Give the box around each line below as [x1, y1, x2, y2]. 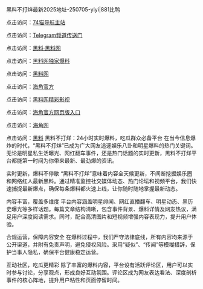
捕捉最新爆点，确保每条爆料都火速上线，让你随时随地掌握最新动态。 [11, 185, 181, 192]
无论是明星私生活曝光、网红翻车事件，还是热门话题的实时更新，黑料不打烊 [6, 149, 192, 157]
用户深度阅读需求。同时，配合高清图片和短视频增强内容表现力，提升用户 [11, 213, 192, 220]
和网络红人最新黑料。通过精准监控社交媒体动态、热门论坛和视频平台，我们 [6, 178, 192, 184]
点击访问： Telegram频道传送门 [6, 31, 83, 39]
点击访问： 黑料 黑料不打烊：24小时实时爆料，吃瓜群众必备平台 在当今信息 [6, 134, 191, 141]
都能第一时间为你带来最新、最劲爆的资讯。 [11, 157, 118, 164]
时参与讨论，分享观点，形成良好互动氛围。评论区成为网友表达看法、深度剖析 [6, 269, 197, 276]
